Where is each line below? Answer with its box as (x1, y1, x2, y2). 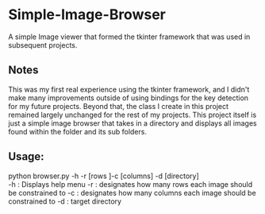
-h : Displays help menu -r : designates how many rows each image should (8, 179, 253, 189)
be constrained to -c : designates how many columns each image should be (8, 188, 256, 197)
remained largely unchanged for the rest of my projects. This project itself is (8, 110, 257, 119)
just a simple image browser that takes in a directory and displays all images (8, 118, 257, 128)
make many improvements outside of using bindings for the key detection (8, 93, 248, 103)
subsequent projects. (8, 40, 78, 49)
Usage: (8, 150, 45, 164)
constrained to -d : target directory (8, 196, 121, 206)
